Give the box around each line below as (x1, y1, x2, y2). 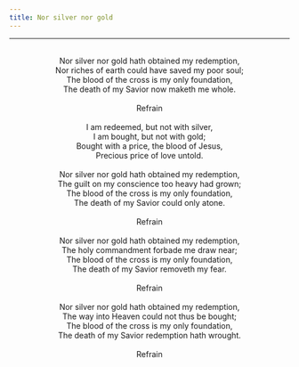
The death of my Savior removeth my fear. (72, 264, 227, 274)
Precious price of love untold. (95, 150, 204, 160)
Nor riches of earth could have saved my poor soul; (54, 64, 245, 76)
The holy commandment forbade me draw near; (61, 244, 238, 255)
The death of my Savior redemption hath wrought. (57, 330, 242, 340)
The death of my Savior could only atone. (74, 197, 225, 208)
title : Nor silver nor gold (9, 12, 114, 22)
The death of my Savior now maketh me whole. (62, 84, 237, 94)
